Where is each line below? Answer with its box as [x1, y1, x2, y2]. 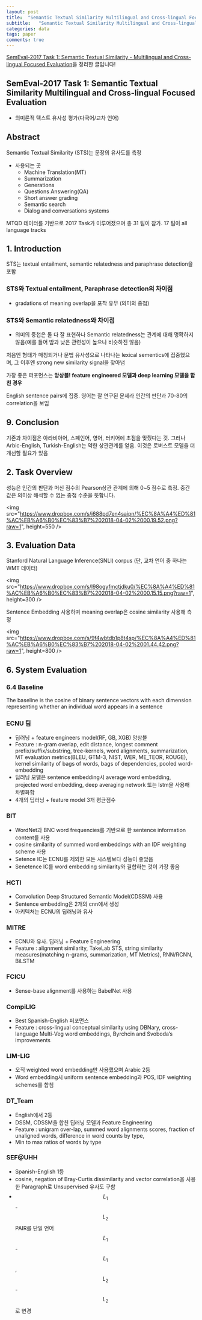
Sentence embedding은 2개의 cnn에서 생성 [14, 900, 119, 908]
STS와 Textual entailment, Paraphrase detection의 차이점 [6, 284, 173, 293]
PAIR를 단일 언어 [14, 1225, 54, 1232]
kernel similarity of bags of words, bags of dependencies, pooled [14, 760, 177, 767]
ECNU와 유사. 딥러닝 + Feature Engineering [14, 938, 120, 945]
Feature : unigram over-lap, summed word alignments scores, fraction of [14, 1126, 195, 1133]
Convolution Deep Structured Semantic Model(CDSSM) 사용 [14, 893, 164, 900]
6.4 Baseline [6, 683, 44, 691]
